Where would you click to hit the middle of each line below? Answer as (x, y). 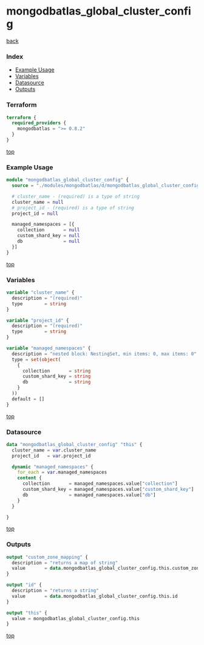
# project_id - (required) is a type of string (73, 208)
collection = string (56, 371)
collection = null (49, 230)
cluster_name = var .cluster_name (54, 450)
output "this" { (27, 613)
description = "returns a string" (55, 591)
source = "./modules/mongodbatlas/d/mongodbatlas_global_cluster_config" (107, 186)
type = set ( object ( (36, 359)
